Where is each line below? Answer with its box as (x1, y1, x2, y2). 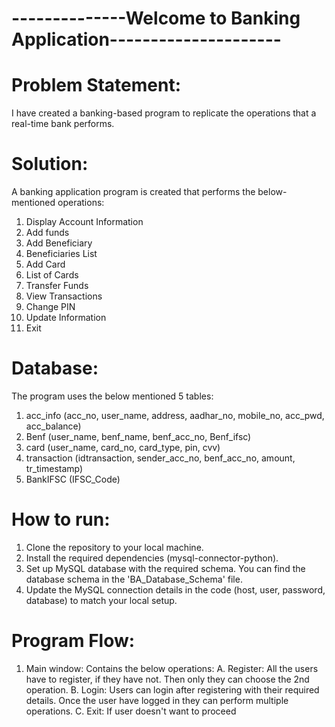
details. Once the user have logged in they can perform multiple (25, 694, 289, 706)
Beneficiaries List (25, 248, 98, 260)
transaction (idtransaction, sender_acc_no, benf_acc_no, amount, (25, 452, 296, 464)
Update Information (25, 312, 107, 324)
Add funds (25, 227, 70, 239)
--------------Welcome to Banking (11, 7, 301, 30)
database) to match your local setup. (25, 594, 178, 606)
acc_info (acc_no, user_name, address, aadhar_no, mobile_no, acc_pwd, (25, 410, 325, 421)
